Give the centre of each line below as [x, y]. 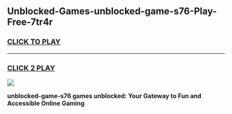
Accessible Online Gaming [46, 103]
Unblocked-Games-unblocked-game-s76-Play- [112, 11]
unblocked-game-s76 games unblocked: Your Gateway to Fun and [104, 95]
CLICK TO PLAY [34, 42]
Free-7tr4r [30, 22]
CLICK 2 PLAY [31, 68]
